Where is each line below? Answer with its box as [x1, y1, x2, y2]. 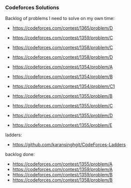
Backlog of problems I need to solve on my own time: [5, 16, 115, 22]
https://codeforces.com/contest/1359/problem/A [12, 166, 113, 172]
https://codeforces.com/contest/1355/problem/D [12, 112, 113, 119]
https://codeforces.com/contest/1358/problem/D [12, 54, 113, 60]
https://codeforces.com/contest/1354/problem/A [12, 64, 113, 70]
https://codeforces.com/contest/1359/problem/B [12, 172, 113, 178]
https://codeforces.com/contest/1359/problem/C [12, 35, 113, 41]
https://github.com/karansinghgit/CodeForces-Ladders [12, 142, 126, 148]
